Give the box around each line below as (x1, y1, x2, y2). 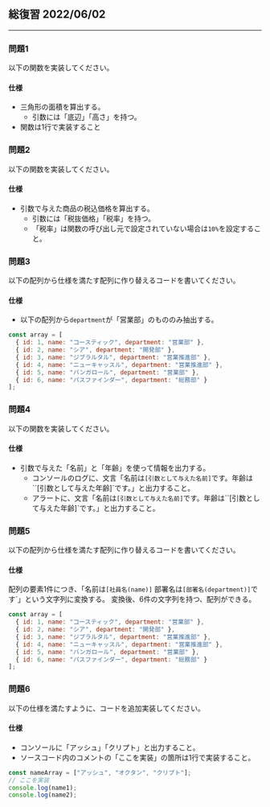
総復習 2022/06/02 (8, 7, 106, 22)
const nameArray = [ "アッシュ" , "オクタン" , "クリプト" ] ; (8, 768, 192, 776)
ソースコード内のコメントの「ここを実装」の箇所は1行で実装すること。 (19, 752, 256, 762)
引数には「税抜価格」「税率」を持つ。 (31, 213, 156, 223)
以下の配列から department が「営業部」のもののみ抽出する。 (19, 315, 219, 324)
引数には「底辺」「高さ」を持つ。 (31, 112, 142, 122)
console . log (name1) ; (8, 784, 78, 792)
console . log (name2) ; (8, 791, 78, 799)
